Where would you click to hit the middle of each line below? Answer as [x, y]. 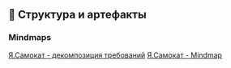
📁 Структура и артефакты [78, 15]
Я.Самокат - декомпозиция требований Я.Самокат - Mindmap [115, 55]
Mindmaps [30, 38]
